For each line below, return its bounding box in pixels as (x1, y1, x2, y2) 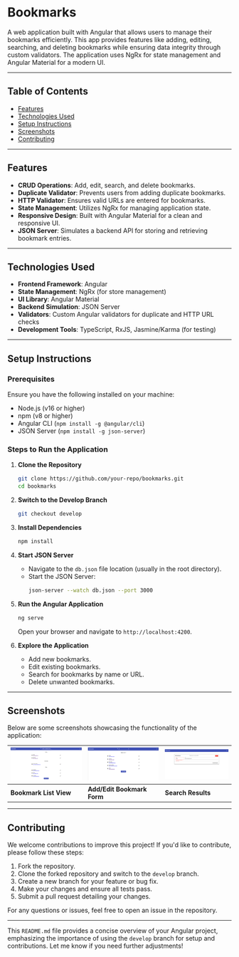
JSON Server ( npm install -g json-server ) (17, 427, 146, 435)
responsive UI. (17, 219, 60, 227)
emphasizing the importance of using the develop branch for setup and (7, 934, 216, 942)
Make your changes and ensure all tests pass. (17, 884, 153, 893)
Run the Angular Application (17, 600, 104, 608)
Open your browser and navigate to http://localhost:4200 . (17, 627, 192, 636)
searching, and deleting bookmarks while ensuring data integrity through (7, 43, 221, 51)
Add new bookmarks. (28, 654, 91, 663)
